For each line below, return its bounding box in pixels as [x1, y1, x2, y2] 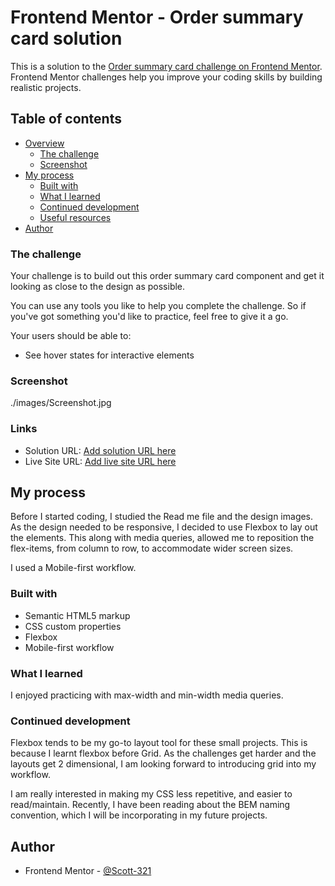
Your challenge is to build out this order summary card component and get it [10, 270, 325, 282]
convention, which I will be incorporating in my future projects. [10, 809, 268, 821]
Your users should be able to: [10, 330, 132, 342]
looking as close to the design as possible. [10, 281, 186, 293]
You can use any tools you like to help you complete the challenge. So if [10, 300, 307, 312]
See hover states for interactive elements [24, 349, 195, 361]
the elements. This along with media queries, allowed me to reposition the [10, 532, 315, 544]
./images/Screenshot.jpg [10, 397, 112, 409]
